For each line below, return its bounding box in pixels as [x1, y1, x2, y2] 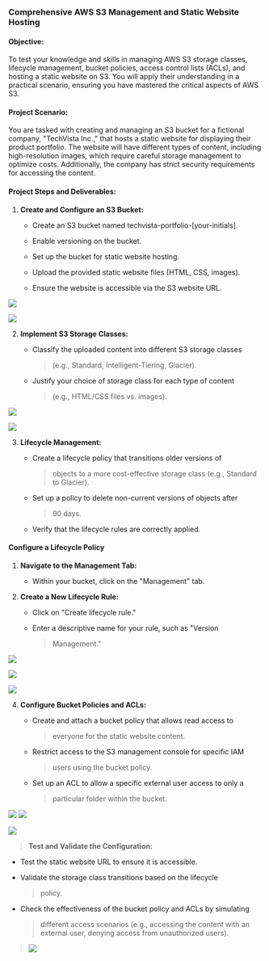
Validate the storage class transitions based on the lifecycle [19, 872, 218, 882]
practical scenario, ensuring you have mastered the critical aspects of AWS [8, 80, 259, 90]
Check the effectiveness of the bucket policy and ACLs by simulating [19, 904, 250, 913]
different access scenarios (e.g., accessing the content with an [40, 919, 250, 929]
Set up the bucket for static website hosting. [32, 251, 180, 261]
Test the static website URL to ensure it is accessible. [19, 857, 198, 867]
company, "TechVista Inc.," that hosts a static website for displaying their [8, 134, 252, 144]
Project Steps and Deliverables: [8, 187, 116, 196]
